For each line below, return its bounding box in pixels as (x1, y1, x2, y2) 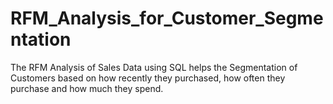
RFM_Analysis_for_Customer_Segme (10, 7, 324, 30)
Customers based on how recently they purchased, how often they (10, 72, 286, 84)
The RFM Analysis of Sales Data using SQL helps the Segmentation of (10, 61, 298, 73)
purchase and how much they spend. (10, 82, 164, 94)
